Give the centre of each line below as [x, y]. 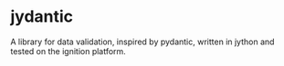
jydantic [42, 17]
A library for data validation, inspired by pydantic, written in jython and [142, 42]
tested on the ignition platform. [68, 51]
